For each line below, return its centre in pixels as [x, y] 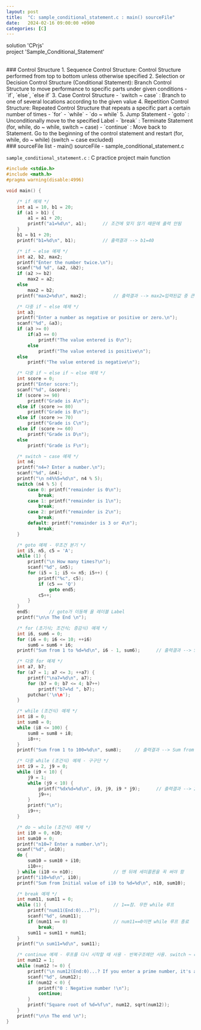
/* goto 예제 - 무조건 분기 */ [51, 545]
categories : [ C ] [26, 28]
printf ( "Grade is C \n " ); [59, 423]
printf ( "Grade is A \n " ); [59, 401]
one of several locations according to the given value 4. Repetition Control [98, 102]
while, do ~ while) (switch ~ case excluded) [60, 140]
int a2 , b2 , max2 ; [40, 257]
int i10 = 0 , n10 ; [40, 833]
